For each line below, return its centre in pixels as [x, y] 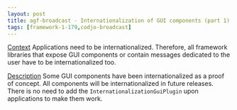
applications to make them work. [55, 99]
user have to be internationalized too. [62, 62]
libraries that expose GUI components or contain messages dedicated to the [119, 55]
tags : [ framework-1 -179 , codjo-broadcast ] [70, 27]
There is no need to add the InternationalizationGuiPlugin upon [103, 91]
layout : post [27, 14]
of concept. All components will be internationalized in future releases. [111, 84]
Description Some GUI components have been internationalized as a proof [116, 76]
